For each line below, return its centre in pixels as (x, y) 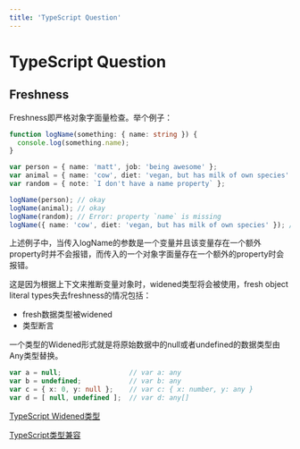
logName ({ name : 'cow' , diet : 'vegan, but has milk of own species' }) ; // (153, 224)
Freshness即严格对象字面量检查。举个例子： (91, 117)
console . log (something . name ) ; (73, 143)
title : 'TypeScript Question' (66, 17)
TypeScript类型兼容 (45, 435)
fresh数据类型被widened (67, 315)
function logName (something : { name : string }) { (104, 134)
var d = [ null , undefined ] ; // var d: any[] (100, 398)
